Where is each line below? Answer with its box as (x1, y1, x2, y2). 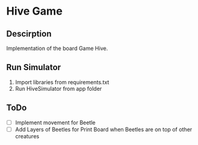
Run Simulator (6, 62, 61, 72)
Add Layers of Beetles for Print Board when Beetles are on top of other (15, 126, 193, 133)
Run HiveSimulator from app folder (15, 85, 102, 92)
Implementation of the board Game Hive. (6, 44, 108, 52)
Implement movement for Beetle (15, 119, 96, 126)
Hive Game (6, 4, 63, 18)
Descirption (6, 29, 52, 39)
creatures (15, 132, 39, 140)
